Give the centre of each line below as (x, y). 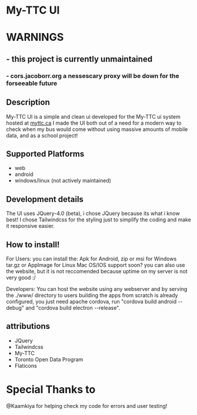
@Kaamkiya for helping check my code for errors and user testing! (87, 406)
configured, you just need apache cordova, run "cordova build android (91, 301)
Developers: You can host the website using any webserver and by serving (97, 289)
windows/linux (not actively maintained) (63, 181)
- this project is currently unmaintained (79, 59)
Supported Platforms (45, 154)
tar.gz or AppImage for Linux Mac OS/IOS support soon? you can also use (96, 265)
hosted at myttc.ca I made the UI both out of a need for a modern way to (94, 123)
